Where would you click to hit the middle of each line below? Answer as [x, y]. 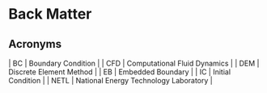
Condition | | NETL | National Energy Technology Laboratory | [110, 80]
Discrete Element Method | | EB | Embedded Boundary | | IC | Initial [120, 72]
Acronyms [35, 44]
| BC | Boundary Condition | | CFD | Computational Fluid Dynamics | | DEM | [134, 63]
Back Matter [50, 14]
